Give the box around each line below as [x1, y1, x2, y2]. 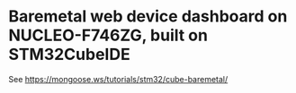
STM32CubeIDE [8, 45, 131, 64]
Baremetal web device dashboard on [8, 6, 288, 27]
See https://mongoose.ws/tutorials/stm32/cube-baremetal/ [8, 73, 229, 84]
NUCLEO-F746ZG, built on [8, 25, 209, 46]
